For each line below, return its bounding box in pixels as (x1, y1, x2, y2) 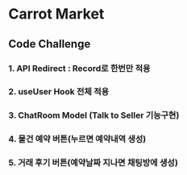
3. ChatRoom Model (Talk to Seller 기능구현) (8, 110, 180, 121)
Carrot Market (8, 5, 105, 23)
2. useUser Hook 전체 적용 (8, 86, 110, 98)
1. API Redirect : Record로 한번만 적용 (8, 62, 151, 73)
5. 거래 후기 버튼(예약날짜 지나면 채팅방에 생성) (8, 157, 179, 169)
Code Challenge (8, 37, 91, 51)
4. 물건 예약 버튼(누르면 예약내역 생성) (8, 134, 147, 145)
